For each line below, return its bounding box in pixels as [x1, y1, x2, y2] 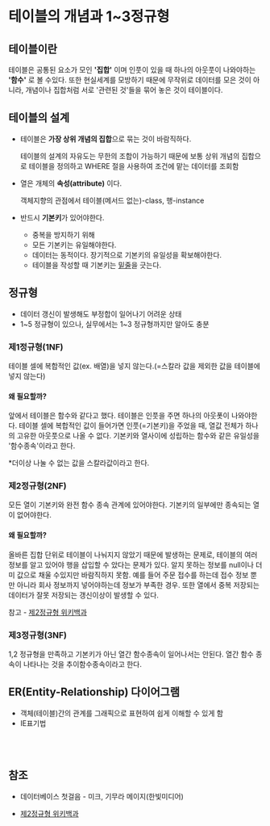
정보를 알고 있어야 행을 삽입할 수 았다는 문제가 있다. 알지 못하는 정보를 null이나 [8, 560, 254, 569]
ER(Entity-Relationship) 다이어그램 [8, 686, 180, 699]
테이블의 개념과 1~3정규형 [8, 7, 170, 26]
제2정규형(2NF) [8, 480, 67, 492]
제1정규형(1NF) [8, 341, 64, 352]
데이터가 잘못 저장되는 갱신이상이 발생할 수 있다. [8, 590, 160, 600]
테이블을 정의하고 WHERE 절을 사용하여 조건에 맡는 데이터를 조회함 [28, 161, 239, 170]
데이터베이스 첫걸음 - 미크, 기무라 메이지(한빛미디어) [19, 791, 184, 801]
